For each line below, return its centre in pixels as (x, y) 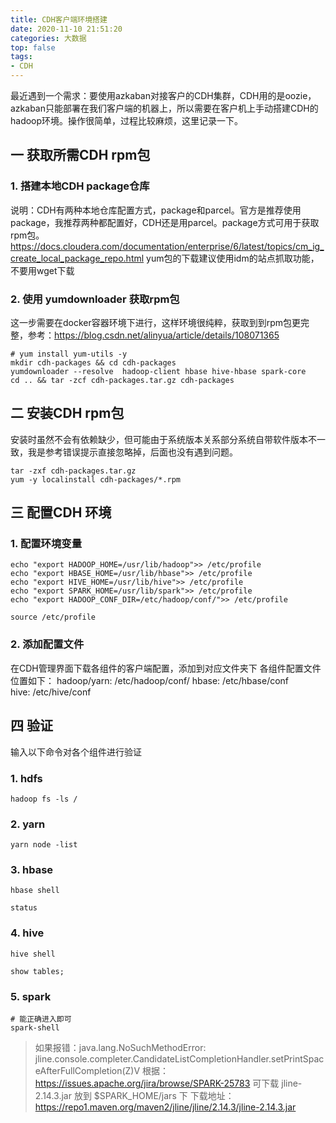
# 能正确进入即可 (41, 1019)
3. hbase (32, 870)
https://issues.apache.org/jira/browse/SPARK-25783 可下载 (157, 1083)
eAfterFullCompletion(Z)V (87, 1071)
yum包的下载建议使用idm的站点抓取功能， (233, 258)
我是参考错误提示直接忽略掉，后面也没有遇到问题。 (132, 452)
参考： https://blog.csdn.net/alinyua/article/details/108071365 (153, 335)
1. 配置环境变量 (46, 544)
